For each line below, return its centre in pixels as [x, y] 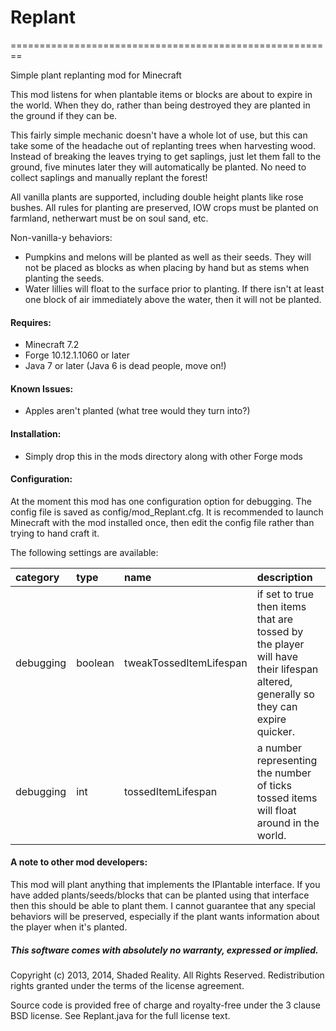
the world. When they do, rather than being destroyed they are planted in [160, 105]
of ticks [274, 785]
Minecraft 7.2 [52, 345]
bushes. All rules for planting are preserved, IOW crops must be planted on [164, 207]
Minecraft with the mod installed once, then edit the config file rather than [162, 522]
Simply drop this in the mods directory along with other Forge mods [163, 456]
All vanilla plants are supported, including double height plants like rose [157, 197]
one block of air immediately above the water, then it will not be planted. [173, 299]
